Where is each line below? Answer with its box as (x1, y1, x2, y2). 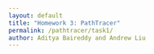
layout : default (8, 11, 63, 20)
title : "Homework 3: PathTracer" (8, 19, 121, 27)
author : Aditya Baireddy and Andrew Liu (8, 33, 147, 42)
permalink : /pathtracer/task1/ (8, 26, 114, 34)
